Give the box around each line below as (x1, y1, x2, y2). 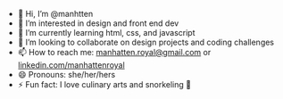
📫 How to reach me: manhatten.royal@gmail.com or (17, 47, 212, 57)
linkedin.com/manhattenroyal (17, 60, 125, 70)
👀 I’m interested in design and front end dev (17, 18, 179, 29)
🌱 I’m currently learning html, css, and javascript (17, 28, 196, 37)
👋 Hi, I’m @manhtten (17, 9, 94, 19)
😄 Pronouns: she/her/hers (17, 70, 116, 79)
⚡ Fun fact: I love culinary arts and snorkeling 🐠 (17, 79, 192, 89)
